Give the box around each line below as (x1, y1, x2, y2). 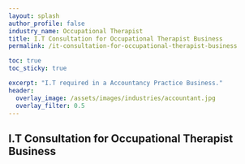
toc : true (8, 57, 42, 65)
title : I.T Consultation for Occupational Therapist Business (8, 34, 223, 43)
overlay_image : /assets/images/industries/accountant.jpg (15, 94, 217, 102)
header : (8, 86, 35, 94)
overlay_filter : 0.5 (15, 101, 85, 110)
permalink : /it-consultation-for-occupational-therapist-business (8, 42, 238, 50)
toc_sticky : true (8, 64, 67, 73)
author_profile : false (8, 19, 85, 28)
